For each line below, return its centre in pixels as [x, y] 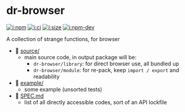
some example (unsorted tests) [63, 89]
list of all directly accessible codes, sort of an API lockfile [96, 102]
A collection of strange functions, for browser [63, 39]
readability [46, 76]
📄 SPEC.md [29, 96]
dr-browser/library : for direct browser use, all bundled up [106, 64]
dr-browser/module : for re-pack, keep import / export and [106, 70]
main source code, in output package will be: [80, 57]
